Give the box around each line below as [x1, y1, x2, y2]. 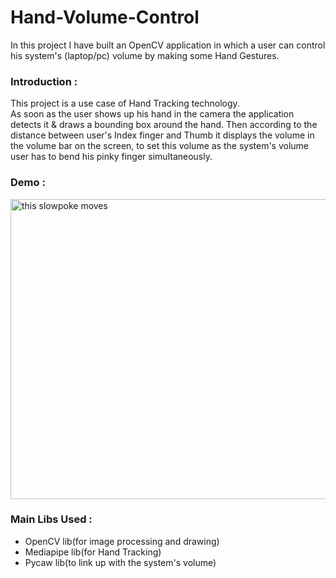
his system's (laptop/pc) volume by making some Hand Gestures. [10, 49, 280, 61]
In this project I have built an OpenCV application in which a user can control [10, 39, 326, 51]
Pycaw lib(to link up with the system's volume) [24, 556, 217, 568]
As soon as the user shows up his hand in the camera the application [10, 108, 295, 120]
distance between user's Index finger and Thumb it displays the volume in [10, 129, 315, 141]
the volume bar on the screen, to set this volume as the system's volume [10, 140, 310, 152]
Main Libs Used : [10, 512, 93, 526]
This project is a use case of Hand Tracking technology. [10, 97, 240, 110]
